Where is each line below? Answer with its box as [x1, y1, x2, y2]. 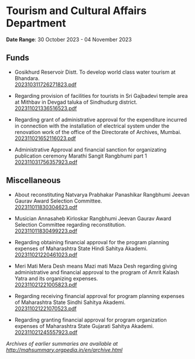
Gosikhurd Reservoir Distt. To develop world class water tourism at [14, 69, 176, 76]
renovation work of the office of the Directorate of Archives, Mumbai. [14, 128, 182, 135]
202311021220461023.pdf [14, 251, 78, 258]
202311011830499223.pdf [14, 227, 78, 234]
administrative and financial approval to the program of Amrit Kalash [14, 268, 180, 276]
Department [6, 16, 66, 30]
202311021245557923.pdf [14, 329, 78, 336]
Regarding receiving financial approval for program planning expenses [14, 292, 184, 299]
